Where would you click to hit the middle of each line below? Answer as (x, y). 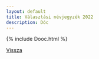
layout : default (26, 11)
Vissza (14, 50)
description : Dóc (27, 22)
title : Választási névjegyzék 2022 (50, 17)
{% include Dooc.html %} (37, 39)
